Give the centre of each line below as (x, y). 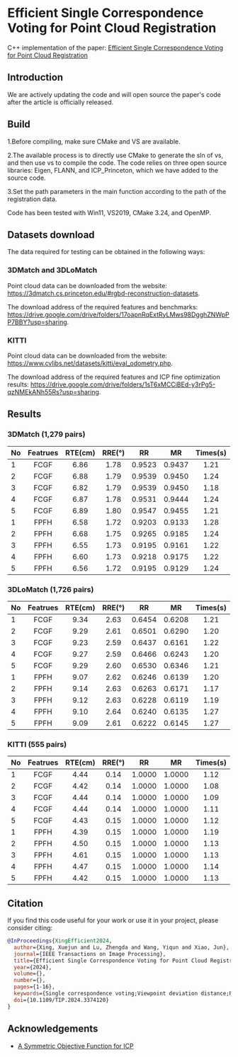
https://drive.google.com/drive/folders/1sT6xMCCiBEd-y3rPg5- (123, 384)
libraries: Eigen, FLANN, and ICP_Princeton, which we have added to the (113, 170)
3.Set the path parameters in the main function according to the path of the (117, 191)
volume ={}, (30, 974)
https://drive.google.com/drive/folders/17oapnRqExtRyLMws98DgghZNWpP (118, 314)
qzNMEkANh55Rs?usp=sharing (53, 392)
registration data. (32, 199)
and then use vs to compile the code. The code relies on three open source (117, 162)
